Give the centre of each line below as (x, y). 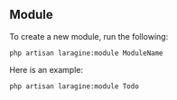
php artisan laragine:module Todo (75, 86)
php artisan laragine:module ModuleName (87, 53)
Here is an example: (47, 69)
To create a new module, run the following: (89, 36)
